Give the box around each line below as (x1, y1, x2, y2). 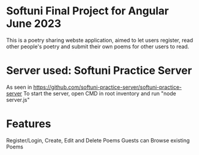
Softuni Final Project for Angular (6, 4, 169, 18)
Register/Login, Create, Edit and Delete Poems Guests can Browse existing (6, 137, 190, 144)
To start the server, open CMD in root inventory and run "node (23, 89, 176, 97)
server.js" (6, 96, 30, 103)
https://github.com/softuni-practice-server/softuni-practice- (33, 83, 182, 91)
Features (6, 117, 51, 131)
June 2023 (6, 17, 62, 30)
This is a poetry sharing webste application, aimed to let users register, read (6, 36, 193, 44)
